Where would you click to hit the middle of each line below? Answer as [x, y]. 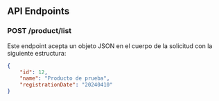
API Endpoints [38, 11]
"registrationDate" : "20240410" [66, 85]
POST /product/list [40, 31]
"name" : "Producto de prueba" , [65, 78]
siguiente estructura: [37, 53]
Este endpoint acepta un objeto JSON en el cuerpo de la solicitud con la [110, 46]
